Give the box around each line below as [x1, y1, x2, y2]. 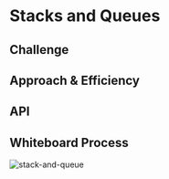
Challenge [9, 42, 69, 58]
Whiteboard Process [9, 134, 130, 151]
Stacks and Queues [9, 5, 161, 26]
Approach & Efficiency [9, 72, 140, 88]
